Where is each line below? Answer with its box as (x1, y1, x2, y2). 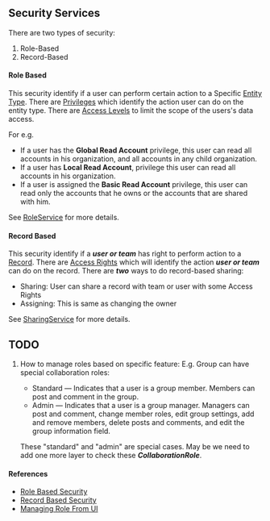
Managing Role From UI (19, 504, 98, 514)
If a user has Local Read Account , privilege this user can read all (19, 163, 236, 173)
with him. (19, 197, 51, 206)
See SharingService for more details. (8, 315, 131, 324)
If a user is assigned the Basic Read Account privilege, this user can (19, 180, 248, 190)
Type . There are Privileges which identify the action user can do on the (8, 97, 244, 107)
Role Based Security (19, 487, 88, 497)
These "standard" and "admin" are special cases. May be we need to (19, 442, 250, 452)
